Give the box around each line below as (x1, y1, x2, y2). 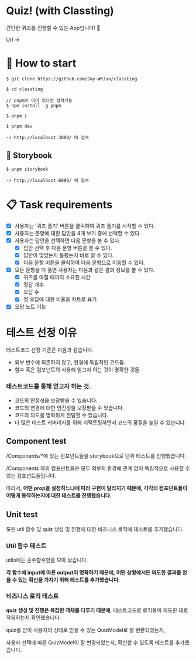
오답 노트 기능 (14, 303, 46, 310)
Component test (6, 436, 67, 446)
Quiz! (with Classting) (6, 4, 114, 18)
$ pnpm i (6, 113, 27, 119)
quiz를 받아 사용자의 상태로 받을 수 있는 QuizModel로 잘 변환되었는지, (6, 626, 166, 633)
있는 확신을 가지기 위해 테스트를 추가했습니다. (18, 576, 121, 583)
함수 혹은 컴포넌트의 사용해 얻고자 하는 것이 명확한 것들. (14, 366, 142, 373)
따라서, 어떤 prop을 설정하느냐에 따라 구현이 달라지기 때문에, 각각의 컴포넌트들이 (6, 485, 188, 492)
